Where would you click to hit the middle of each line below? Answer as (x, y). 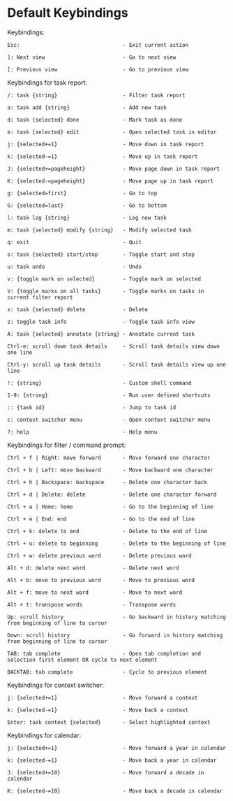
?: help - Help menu (82, 432)
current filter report (40, 297)
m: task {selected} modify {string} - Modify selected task (99, 230)
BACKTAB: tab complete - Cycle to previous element (107, 672)
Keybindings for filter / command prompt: (67, 445)
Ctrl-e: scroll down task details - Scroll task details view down (113, 346)
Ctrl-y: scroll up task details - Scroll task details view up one (117, 364)
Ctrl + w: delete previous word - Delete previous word (99, 555)
